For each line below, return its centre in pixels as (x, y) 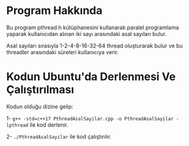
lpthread (17, 125)
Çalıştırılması (40, 90)
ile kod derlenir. (49, 125)
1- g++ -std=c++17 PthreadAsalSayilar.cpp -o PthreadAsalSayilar (90, 118)
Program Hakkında (54, 11)
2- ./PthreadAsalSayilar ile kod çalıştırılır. (59, 136)
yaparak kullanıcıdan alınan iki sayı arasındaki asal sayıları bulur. (87, 33)
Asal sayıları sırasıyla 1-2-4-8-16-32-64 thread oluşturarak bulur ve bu (94, 46)
